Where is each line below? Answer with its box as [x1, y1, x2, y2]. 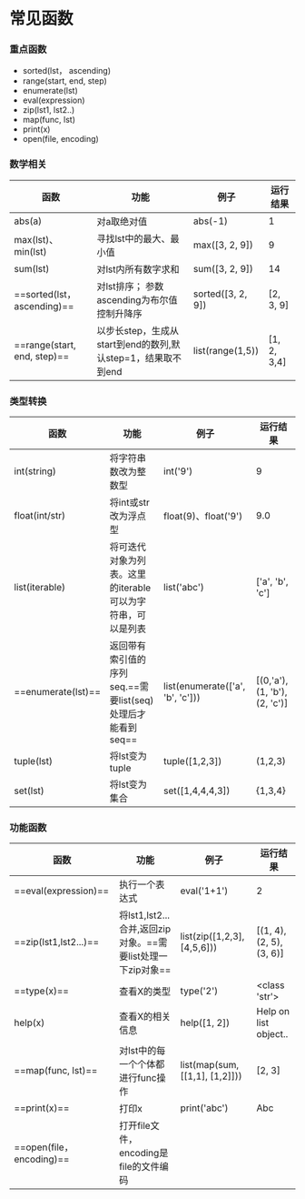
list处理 [128, 950, 159, 962]
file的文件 [119, 1161, 161, 1174]
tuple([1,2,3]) [162, 755, 222, 768]
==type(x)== [14, 984, 70, 997]
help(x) [14, 1016, 45, 1029]
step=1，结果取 [105, 351, 173, 364]
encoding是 [119, 1147, 169, 1160]
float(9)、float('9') [162, 510, 243, 523]
